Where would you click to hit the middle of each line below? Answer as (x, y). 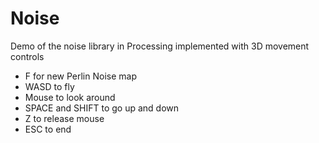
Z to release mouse (64, 118)
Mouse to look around (70, 97)
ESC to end (48, 129)
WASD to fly (49, 86)
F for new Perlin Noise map (80, 76)
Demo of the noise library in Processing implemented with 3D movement (160, 46)
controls (27, 56)
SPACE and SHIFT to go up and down (102, 108)
